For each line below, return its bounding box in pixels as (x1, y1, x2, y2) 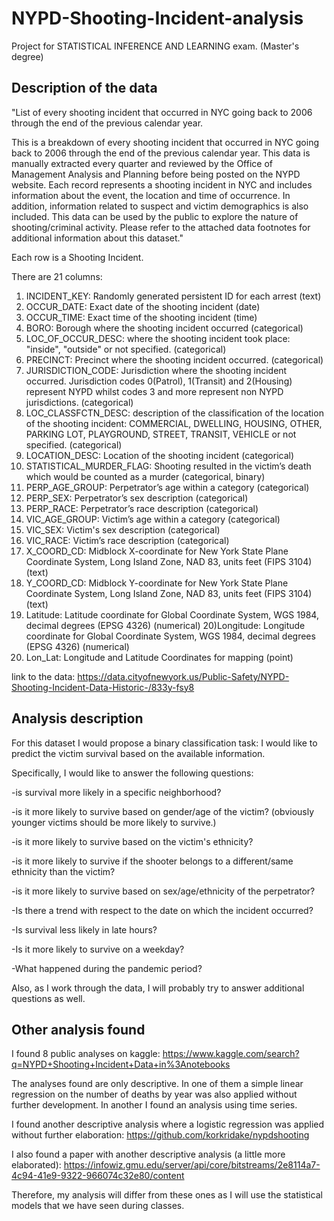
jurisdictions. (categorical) (25, 396, 134, 408)
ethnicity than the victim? (11, 865, 116, 877)
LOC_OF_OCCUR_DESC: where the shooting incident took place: (25, 332, 291, 344)
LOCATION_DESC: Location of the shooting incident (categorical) (25, 449, 295, 461)
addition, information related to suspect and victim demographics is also (11, 200, 309, 212)
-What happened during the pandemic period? (11, 962, 203, 974)
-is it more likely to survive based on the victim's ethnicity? (11, 835, 254, 847)
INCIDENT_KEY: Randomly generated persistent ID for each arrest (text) (25, 290, 322, 302)
